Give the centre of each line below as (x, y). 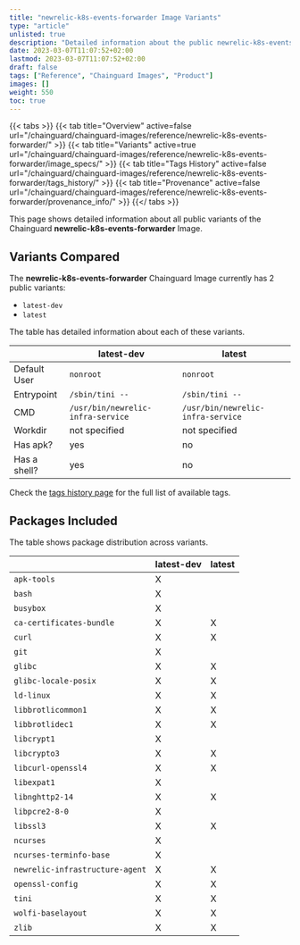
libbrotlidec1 (44, 724)
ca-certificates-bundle (64, 623)
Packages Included (63, 520)
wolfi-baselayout (50, 913)
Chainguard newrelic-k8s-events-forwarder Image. (106, 229)
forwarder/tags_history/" (54, 183)
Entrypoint (36, 395)
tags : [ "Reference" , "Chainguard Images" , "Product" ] (112, 76)
